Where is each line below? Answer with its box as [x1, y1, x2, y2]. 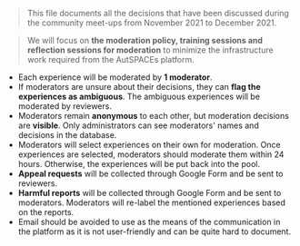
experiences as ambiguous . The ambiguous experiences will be [17, 91, 261, 102]
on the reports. [17, 207, 75, 217]
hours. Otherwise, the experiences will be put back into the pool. [17, 159, 261, 169]
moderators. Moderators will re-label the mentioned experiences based [17, 197, 286, 208]
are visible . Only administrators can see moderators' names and [17, 120, 259, 131]
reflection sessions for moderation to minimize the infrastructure [26, 44, 275, 55]
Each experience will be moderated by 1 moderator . [17, 72, 213, 83]
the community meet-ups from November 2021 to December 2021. [26, 17, 277, 28]
